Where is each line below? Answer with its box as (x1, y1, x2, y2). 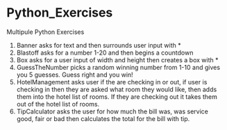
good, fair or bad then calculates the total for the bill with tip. (16, 114, 190, 122)
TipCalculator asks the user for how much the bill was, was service (16, 107, 209, 115)
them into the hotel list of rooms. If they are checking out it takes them (16, 92, 218, 101)
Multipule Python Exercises (6, 28, 85, 36)
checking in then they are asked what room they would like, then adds (16, 85, 217, 93)
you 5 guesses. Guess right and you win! (16, 71, 133, 79)
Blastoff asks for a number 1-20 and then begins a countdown (16, 48, 194, 57)
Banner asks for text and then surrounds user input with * (16, 41, 181, 49)
